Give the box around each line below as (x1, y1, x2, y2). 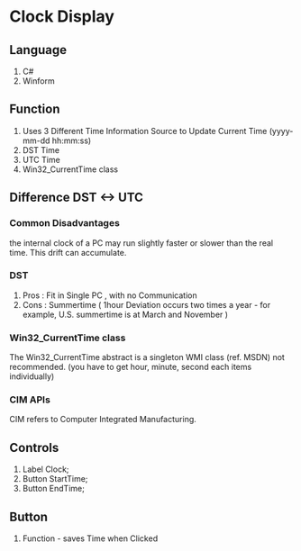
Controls (9, 439, 59, 456)
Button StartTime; (22, 474, 88, 484)
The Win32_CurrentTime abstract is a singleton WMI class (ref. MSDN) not (9, 352, 286, 363)
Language (9, 42, 68, 58)
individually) (9, 371, 55, 382)
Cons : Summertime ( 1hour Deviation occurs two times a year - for (22, 299, 271, 310)
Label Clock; (22, 464, 69, 474)
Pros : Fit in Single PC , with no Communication (22, 290, 198, 301)
